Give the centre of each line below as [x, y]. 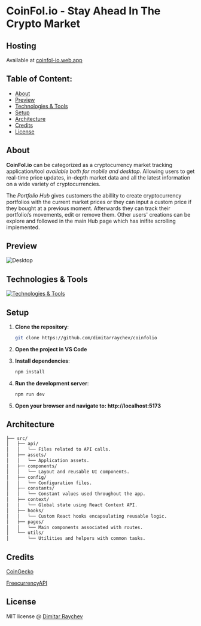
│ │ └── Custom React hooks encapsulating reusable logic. [87, 516]
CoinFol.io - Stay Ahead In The [83, 11]
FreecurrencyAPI [27, 583]
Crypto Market [43, 24]
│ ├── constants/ [31, 488]
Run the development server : [52, 383]
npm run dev [30, 394]
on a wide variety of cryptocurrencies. [53, 184]
